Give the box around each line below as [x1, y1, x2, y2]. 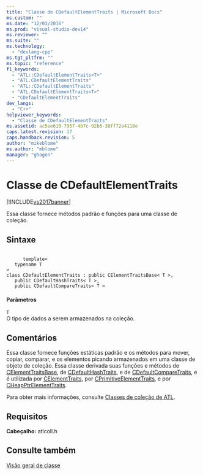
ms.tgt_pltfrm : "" [6, 55, 53, 61]
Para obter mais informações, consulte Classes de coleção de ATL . [6, 393, 175, 401]
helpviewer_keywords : [6, 112, 62, 118]
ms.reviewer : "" [6, 32, 48, 38]
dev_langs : [6, 100, 34, 106]
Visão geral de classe [6, 461, 61, 469]
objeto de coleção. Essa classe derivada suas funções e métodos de [6, 362, 179, 369]
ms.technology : [6, 44, 45, 50]
